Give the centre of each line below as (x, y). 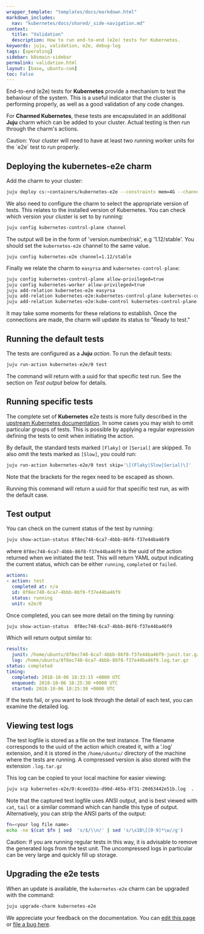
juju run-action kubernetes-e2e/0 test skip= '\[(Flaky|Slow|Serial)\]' (99, 465)
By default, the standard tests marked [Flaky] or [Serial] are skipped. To (99, 448)
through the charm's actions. (42, 129)
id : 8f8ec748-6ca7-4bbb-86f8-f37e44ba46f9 (66, 592)
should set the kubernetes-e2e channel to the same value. (78, 245)
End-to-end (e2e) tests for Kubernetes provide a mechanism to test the (96, 91)
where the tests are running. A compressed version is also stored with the (99, 760)
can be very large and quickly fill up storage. (62, 854)
